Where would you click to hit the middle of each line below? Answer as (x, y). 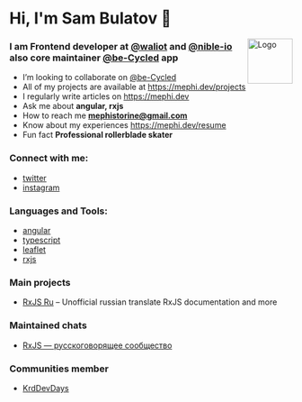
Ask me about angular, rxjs (73, 106)
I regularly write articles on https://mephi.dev (106, 96)
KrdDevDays (45, 388)
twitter (34, 178)
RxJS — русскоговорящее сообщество (97, 345)
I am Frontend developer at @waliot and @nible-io (121, 47)
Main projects (40, 283)
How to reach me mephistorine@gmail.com (105, 115)
